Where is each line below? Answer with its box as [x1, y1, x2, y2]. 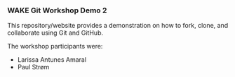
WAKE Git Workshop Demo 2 [7, 6, 107, 15]
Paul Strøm [17, 63, 50, 71]
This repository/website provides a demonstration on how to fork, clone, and [7, 22, 229, 30]
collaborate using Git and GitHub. [7, 28, 104, 37]
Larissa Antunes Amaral [17, 55, 86, 64]
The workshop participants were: [7, 42, 103, 51]
